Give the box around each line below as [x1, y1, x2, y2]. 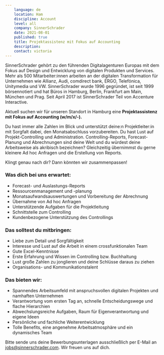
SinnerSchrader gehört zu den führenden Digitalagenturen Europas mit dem [5, 62, 160, 68]
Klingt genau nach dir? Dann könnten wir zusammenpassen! [5, 159, 127, 165]
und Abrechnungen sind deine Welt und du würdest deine [23, 139, 141, 145]
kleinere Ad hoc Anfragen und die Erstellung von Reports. [5, 149, 123, 156]
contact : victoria [14, 48, 52, 53]
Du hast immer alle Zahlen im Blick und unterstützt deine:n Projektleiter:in [5, 123, 155, 129]
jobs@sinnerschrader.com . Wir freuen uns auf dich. [5, 345, 110, 351]
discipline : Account [14, 16, 56, 21]
